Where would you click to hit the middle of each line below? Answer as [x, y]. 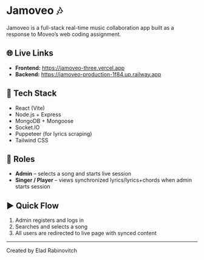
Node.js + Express [38, 114]
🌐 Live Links [30, 53]
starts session [32, 187]
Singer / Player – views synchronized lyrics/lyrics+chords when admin [104, 180]
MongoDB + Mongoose [44, 121]
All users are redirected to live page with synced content [86, 233]
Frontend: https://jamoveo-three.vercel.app [70, 68]
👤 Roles [21, 159]
